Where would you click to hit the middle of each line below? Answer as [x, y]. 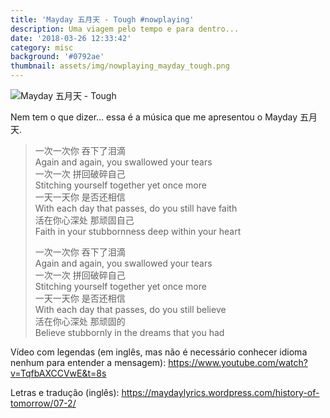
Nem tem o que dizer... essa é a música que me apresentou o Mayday [154, 117]
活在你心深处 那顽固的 [80, 321]
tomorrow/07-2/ [43, 403]
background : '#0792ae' [57, 57]
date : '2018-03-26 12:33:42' [71, 38]
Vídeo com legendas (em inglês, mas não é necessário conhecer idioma [159, 352]
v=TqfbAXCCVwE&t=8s [58, 373]
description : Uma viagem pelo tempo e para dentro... [125, 29]
